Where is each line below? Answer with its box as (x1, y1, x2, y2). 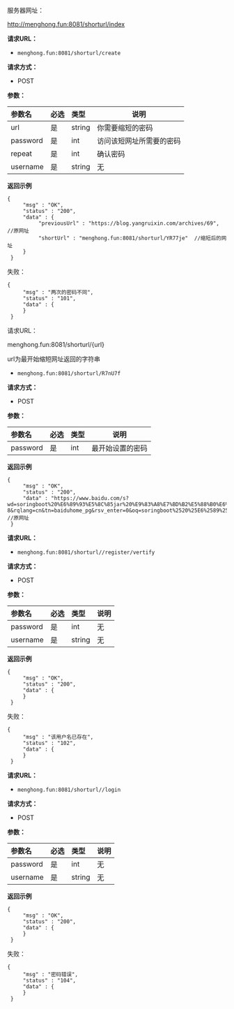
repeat (10, 149, 33, 159)
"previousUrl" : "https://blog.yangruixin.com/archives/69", (38, 220, 219, 227)
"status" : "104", (22, 977, 77, 984)
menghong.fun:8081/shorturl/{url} (7, 341, 104, 348)
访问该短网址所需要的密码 (97, 136, 181, 145)
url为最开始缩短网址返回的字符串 (7, 355, 101, 363)
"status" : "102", (22, 739, 77, 746)
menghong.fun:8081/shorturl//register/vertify (17, 549, 155, 556)
